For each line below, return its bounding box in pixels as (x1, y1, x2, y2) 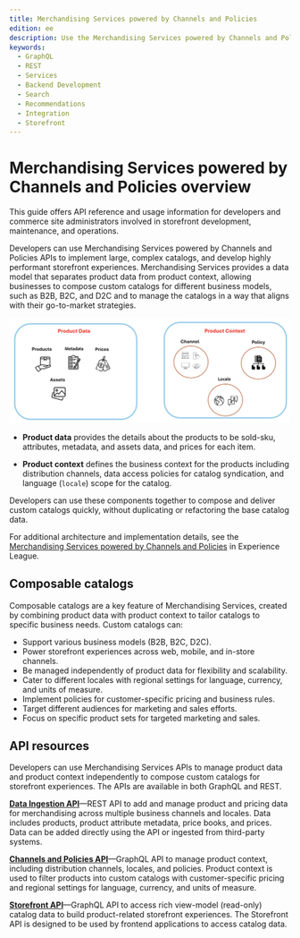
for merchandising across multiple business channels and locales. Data (9, 808, 271, 819)
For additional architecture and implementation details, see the (9, 531, 239, 541)
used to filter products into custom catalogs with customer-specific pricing (9, 873, 285, 883)
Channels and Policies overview (9, 177, 252, 197)
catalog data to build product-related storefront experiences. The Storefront (9, 909, 288, 920)
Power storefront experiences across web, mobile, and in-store (21, 645, 255, 657)
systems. (9, 837, 43, 848)
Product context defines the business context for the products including (21, 458, 290, 469)
